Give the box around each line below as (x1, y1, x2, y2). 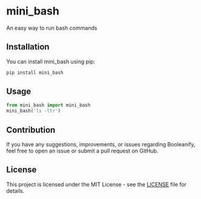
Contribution (6, 125, 56, 135)
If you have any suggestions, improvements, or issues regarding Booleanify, (6, 141, 196, 148)
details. (6, 187, 25, 194)
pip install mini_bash (6, 70, 64, 76)
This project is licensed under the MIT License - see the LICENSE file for (6, 180, 186, 188)
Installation (6, 42, 50, 52)
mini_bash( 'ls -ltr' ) (6, 108, 61, 114)
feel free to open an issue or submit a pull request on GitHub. (6, 147, 159, 154)
